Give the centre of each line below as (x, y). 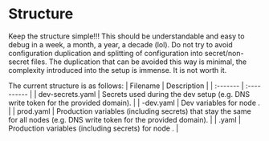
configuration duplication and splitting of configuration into (106, 53)
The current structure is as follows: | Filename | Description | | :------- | (126, 86)
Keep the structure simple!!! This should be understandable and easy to (126, 36)
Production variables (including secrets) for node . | (94, 128)
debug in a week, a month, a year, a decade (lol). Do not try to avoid (120, 44)
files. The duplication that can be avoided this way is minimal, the (139, 62)
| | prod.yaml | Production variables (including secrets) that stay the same (130, 111)
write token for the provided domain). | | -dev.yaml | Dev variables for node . (134, 103)
